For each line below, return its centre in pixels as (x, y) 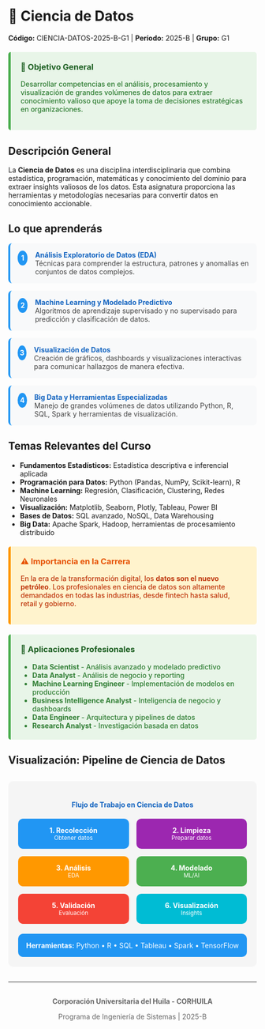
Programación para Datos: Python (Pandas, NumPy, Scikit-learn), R (130, 482)
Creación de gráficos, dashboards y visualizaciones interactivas (138, 358)
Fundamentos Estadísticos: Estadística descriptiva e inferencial (124, 465)
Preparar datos (192, 838)
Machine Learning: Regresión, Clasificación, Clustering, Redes (122, 490)
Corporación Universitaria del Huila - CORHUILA (132, 1001)
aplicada (34, 473)
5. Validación (74, 906)
